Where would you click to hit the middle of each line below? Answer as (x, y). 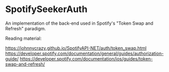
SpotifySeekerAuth (46, 9)
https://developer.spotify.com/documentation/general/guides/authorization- (85, 53)
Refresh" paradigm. (26, 28)
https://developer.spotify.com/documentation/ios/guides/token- (86, 58)
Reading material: (24, 38)
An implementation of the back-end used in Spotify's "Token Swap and (79, 23)
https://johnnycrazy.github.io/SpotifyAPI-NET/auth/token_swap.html (76, 48)
